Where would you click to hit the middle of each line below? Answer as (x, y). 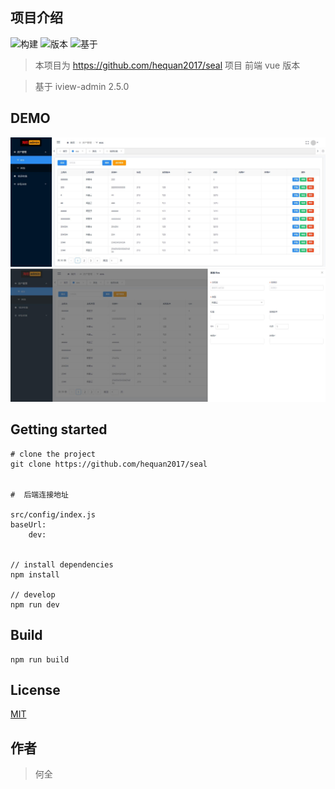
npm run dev (35, 604)
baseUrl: (28, 524)
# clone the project (53, 454)
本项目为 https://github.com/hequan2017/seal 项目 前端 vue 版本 (167, 65)
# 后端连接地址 (39, 494)
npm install (35, 574)
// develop (33, 594)
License (35, 689)
